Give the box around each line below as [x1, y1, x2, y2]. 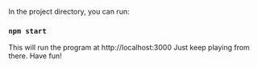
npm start [8, 26, 47, 35]
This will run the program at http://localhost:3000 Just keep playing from [8, 43, 250, 53]
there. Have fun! [8, 51, 62, 61]
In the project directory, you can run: [8, 7, 130, 16]
